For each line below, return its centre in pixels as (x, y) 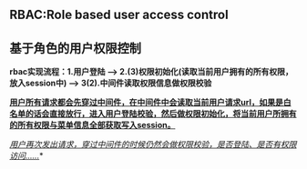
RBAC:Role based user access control (119, 15)
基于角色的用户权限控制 (75, 48)
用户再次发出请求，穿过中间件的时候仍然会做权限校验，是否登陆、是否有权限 (153, 144)
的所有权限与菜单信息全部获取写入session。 (92, 125)
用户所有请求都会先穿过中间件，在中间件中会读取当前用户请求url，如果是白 (150, 103)
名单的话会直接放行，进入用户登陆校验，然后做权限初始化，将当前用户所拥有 (153, 114)
